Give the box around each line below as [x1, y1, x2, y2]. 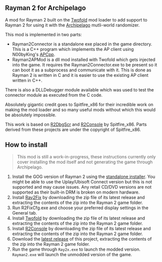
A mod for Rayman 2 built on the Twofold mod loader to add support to [5, 17, 147, 22]
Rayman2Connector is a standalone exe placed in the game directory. [12, 41, 152, 47]
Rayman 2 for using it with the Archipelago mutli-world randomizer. [5, 22, 140, 28]
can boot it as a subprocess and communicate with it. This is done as [12, 67, 151, 73]
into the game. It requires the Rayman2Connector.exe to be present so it [12, 62, 157, 67]
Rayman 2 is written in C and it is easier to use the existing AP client [12, 72, 149, 78]
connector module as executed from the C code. [5, 92, 103, 98]
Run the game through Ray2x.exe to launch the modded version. [12, 246, 141, 252]
